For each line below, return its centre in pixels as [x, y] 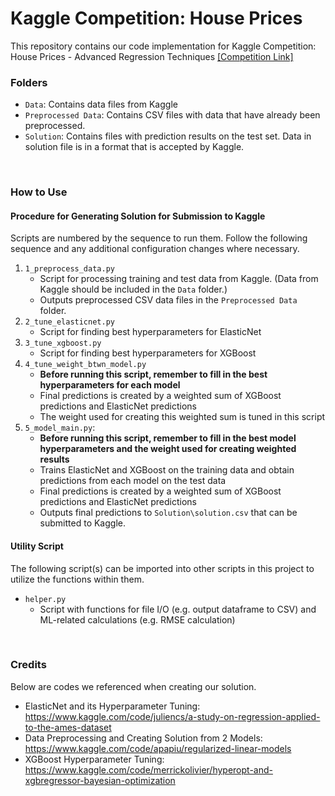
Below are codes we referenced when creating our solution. [133, 686]
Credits [28, 665]
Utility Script [37, 546]
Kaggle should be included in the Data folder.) [133, 289]
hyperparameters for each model [110, 385]
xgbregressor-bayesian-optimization [100, 780]
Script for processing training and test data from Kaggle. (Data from [179, 279]
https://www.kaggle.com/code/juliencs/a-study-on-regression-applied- [172, 716]
